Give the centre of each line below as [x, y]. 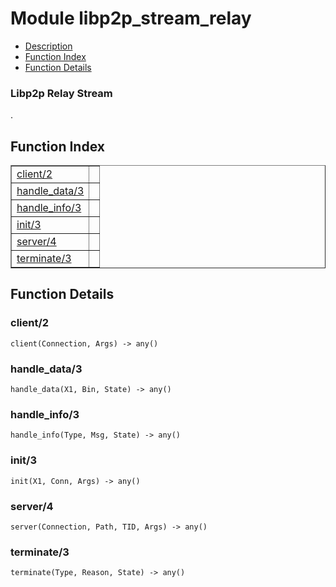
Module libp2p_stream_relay [131, 18]
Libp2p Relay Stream [61, 93]
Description [48, 46]
